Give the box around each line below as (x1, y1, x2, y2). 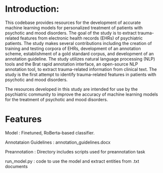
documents (5, 163, 28, 169)
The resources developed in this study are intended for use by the (5, 86, 138, 92)
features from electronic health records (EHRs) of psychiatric (20, 35, 143, 41)
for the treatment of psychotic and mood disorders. (5, 96, 108, 102)
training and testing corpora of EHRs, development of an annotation (5, 45, 141, 51)
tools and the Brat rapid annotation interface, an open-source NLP (5, 61, 138, 67)
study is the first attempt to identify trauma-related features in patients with (5, 71, 157, 77)
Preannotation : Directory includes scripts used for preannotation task (5, 149, 145, 154)
